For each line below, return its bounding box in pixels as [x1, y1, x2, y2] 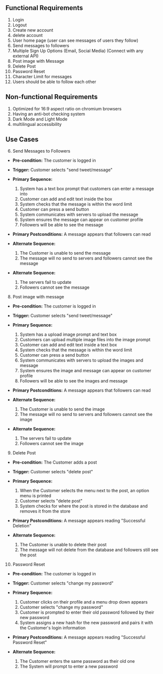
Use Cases [5, 136, 39, 144]
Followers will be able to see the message [19, 222, 103, 228]
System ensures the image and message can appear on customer [19, 368, 152, 374]
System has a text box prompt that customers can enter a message [19, 186, 154, 191]
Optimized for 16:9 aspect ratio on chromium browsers [12, 105, 122, 111]
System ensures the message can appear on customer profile [19, 217, 144, 223]
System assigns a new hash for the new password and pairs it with [19, 620, 153, 626]
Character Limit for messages [12, 73, 72, 79]
